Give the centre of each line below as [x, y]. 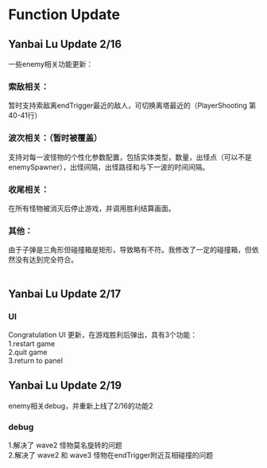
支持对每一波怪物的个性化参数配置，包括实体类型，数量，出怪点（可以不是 [130, 157]
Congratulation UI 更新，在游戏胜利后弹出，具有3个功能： [103, 334]
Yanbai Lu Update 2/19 [65, 386]
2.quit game [28, 352]
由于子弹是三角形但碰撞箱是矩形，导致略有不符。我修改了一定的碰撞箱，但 [130, 250]
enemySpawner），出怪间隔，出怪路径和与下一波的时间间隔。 [109, 167]
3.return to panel [36, 361]
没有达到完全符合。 [46, 259]
